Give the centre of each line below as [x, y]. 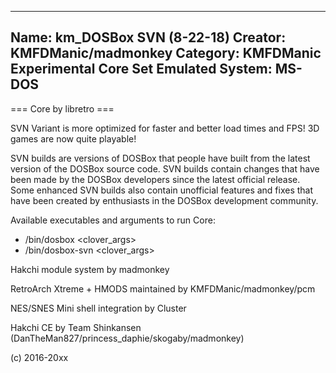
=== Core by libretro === [62, 108]
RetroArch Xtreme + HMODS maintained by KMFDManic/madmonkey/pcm [163, 288]
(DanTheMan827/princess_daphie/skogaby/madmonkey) [127, 338]
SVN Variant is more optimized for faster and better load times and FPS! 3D [165, 128]
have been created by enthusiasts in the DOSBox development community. [164, 200]
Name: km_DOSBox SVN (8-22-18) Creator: [148, 37]
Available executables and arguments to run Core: [113, 220]
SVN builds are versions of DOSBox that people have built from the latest [160, 158]
